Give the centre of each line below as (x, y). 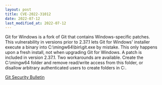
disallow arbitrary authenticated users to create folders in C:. (66, 68)
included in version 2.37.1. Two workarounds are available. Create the (74, 58)
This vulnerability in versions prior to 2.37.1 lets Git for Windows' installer (78, 42)
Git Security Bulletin (25, 77)
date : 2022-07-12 (23, 18)
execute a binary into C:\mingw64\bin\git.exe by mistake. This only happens (81, 47)
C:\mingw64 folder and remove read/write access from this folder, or (74, 63)
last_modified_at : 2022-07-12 (36, 23)
